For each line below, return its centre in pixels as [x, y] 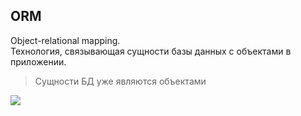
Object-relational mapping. [65, 40]
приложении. [38, 61]
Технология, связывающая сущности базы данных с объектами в [151, 51]
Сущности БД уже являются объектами [120, 81]
